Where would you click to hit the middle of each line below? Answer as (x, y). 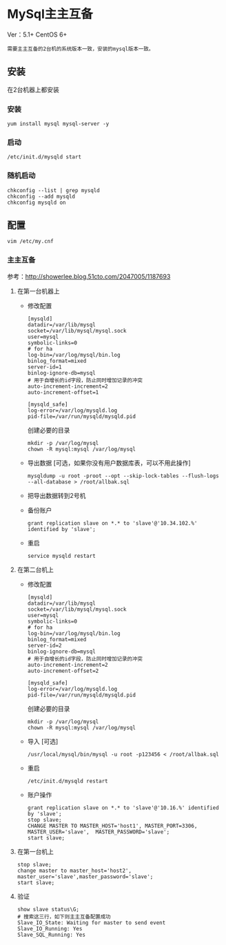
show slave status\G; (48, 909)
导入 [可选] (43, 741)
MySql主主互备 (50, 14)
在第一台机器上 (38, 291)
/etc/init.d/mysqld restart (68, 781)
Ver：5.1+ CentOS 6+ (37, 34)
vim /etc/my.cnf (30, 242)
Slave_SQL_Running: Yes (51, 935)
